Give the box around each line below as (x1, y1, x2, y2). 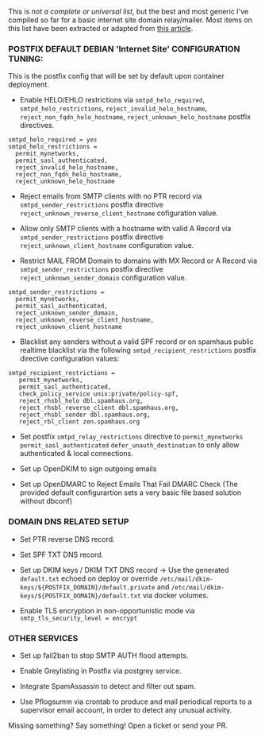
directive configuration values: (19, 354, 120, 364)
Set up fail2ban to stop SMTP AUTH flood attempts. (19, 651, 189, 660)
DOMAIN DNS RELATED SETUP (8, 516, 129, 527)
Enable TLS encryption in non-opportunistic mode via (19, 605, 195, 615)
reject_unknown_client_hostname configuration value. (19, 241, 194, 250)
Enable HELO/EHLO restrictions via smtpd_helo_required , (19, 95, 205, 105)
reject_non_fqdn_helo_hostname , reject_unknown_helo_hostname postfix (19, 112, 252, 122)
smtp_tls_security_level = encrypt (19, 614, 138, 622)
